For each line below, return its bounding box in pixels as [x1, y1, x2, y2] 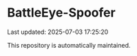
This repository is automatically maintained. [7, 41, 131, 49]
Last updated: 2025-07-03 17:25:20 [7, 28, 109, 36]
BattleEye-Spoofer [7, 5, 116, 21]
